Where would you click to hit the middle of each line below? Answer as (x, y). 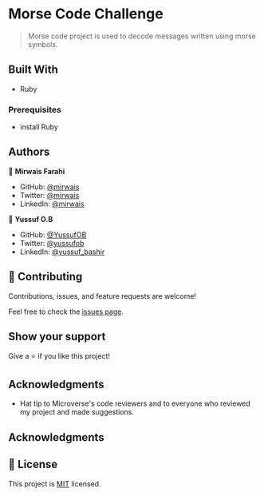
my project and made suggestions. (77, 412)
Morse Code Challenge (86, 14)
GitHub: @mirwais (49, 186)
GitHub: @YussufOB (53, 234)
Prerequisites (35, 109)
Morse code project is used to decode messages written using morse (142, 36)
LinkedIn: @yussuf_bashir (62, 252)
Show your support (57, 337)
